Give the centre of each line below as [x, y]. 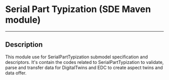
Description [24, 45]
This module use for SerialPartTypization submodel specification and [77, 57]
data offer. [16, 73]
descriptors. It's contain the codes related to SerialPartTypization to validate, [84, 62]
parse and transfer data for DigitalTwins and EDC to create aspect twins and [84, 67]
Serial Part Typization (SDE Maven [78, 9]
